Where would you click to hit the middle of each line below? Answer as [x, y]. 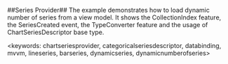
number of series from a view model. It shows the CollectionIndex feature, [114, 17]
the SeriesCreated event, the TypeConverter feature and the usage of [108, 25]
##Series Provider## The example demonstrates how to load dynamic [109, 10]
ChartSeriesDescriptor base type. [56, 32]
